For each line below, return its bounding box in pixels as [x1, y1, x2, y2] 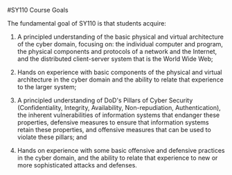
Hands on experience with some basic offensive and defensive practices [17, 147, 225, 154]
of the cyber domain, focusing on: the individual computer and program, [17, 40, 224, 48]
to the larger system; [17, 83, 77, 91]
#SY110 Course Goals [7, 6, 69, 14]
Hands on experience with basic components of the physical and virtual [17, 68, 223, 76]
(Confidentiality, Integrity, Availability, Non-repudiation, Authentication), [17, 104, 222, 111]
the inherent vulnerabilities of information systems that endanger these [17, 111, 220, 119]
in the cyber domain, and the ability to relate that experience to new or [17, 154, 218, 162]
